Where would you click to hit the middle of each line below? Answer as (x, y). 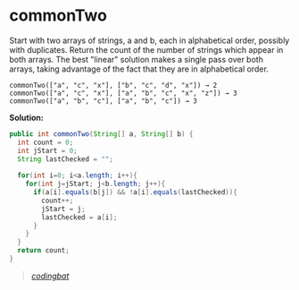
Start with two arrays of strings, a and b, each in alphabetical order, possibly (149, 40)
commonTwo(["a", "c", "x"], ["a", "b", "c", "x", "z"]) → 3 (124, 93)
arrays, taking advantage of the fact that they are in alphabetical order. (139, 69)
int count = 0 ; (46, 142)
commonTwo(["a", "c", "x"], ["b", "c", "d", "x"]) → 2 (113, 85)
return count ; (43, 251)
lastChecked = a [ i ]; (79, 217)
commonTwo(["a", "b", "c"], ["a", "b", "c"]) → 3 (104, 101)
